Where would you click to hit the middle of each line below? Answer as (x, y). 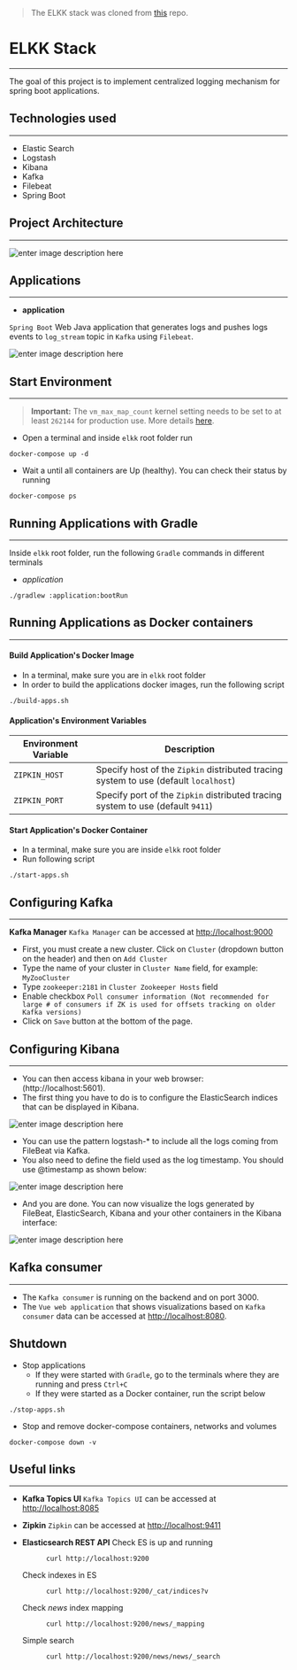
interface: (39, 1223)
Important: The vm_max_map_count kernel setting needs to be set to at (156, 412)
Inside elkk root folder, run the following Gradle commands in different (137, 553)
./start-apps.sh (39, 876)
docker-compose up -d (49, 454)
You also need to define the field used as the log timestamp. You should (153, 1160)
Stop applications (53, 1365)
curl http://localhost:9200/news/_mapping (125, 1624)
